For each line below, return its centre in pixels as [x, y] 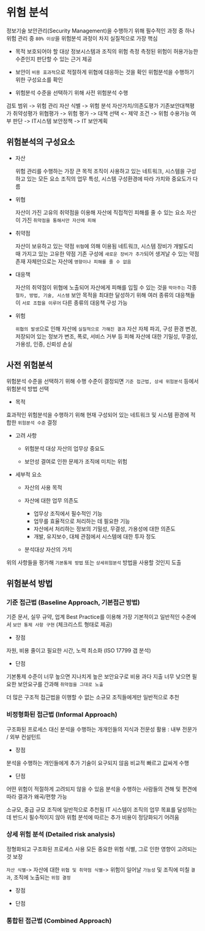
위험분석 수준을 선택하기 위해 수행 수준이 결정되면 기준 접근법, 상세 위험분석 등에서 [102, 381]
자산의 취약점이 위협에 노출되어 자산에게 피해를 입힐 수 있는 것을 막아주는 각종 [106, 287]
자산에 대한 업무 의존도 [51, 500]
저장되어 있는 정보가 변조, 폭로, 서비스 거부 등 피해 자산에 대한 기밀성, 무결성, [106, 336]
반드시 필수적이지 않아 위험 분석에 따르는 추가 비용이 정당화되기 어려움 [96, 817]
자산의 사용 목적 [43, 487]
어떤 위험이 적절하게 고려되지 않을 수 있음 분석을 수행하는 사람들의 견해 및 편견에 [102, 789]
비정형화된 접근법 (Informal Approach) [62, 715]
